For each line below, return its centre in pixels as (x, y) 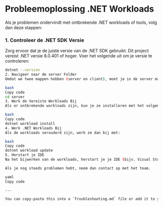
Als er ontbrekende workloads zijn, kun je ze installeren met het (75, 106)
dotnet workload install (30, 123)
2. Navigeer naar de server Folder (41, 75)
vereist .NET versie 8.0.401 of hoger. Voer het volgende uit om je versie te (79, 56)
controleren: (17, 61)
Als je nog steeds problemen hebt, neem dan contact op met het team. (78, 168)
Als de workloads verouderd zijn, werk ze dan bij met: (63, 133)
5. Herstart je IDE (25, 155)
